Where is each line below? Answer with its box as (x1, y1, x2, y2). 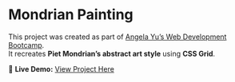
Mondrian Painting (8, 6, 133, 24)
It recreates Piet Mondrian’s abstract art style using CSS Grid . (8, 49, 216, 58)
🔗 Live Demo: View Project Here (8, 64, 114, 73)
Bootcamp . (8, 40, 45, 49)
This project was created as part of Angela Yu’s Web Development (8, 32, 227, 41)
